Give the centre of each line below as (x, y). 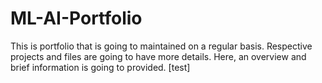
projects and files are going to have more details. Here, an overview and (158, 56)
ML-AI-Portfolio (76, 18)
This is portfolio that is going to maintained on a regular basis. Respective (161, 46)
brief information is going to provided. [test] (100, 67)
